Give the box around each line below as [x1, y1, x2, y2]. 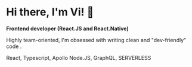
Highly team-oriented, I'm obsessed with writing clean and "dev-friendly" [6, 36, 187, 43]
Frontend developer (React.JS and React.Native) [6, 25, 129, 32]
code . [6, 43, 22, 50]
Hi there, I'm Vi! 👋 [6, 5, 94, 19]
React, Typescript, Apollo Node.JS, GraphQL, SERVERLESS [6, 54, 151, 61]
